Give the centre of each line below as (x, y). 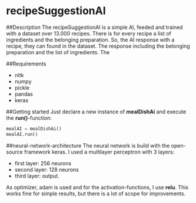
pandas (24, 94)
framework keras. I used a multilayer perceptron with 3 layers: (99, 152)
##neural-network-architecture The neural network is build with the (88, 145)
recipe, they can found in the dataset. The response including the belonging (98, 46)
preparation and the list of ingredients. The (58, 52)
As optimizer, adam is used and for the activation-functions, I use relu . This (97, 187)
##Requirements (26, 64)
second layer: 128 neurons (47, 169)
